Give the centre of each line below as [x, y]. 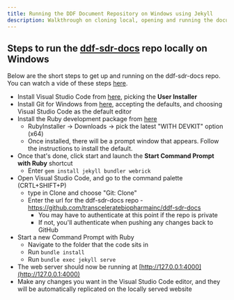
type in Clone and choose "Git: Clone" [82, 193]
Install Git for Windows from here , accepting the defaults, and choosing [120, 104]
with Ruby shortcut [45, 164]
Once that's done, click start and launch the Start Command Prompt [116, 156]
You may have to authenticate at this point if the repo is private [128, 215]
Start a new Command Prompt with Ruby [76, 237]
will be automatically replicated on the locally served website [105, 289]
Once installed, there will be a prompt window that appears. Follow [123, 141]
